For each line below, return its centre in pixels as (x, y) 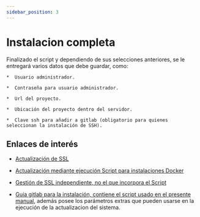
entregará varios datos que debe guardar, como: (67, 66)
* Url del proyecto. (34, 99)
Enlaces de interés (42, 144)
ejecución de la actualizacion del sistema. (68, 207)
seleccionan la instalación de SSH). (54, 125)
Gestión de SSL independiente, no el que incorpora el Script (91, 183)
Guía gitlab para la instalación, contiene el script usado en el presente (103, 194)
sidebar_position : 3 (33, 12)
